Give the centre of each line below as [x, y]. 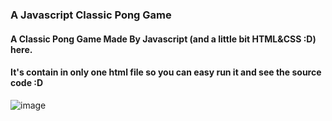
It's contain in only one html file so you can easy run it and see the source [166, 72]
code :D [27, 83]
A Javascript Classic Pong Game [91, 15]
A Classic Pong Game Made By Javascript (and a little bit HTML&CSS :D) [163, 39]
